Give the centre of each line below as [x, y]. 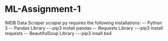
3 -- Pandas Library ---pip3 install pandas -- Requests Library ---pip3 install [84, 28]
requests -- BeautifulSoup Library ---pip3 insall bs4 [58, 33]
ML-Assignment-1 [43, 9]
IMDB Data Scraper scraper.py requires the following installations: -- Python [83, 23]
